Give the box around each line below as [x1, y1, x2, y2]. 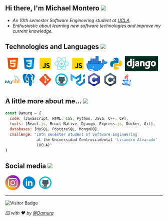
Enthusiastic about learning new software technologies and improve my [12, 23, 161, 29]
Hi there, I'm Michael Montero [5, 4, 100, 13]
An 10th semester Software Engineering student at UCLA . [12, 17, 131, 23]
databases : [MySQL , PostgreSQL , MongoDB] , [9, 127, 99, 132]
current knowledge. [12, 28, 53, 34]
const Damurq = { [5, 111, 41, 116]
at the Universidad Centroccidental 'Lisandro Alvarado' [36, 137, 157, 142]
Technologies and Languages [5, 43, 99, 51]
